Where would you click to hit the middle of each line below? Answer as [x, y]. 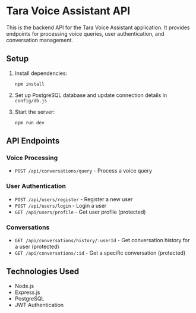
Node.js [24, 286]
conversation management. [39, 40]
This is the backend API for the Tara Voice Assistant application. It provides [98, 27]
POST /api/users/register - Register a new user [74, 199]
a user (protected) [37, 247]
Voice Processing [32, 158]
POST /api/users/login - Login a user [61, 205]
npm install [29, 84]
